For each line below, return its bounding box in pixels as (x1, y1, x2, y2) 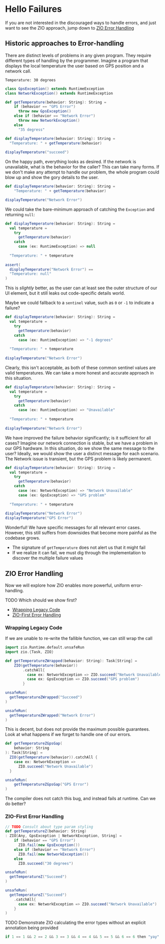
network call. (5, 68, 31, 74)
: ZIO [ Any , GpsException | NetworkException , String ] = (5, 834, 122, 839)
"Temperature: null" (9, 271, 52, 276)
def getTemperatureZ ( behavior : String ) (5, 829, 87, 834)
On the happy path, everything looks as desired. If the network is (5, 159, 137, 165)
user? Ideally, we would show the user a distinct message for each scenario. (5, 450, 160, 456)
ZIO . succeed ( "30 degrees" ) (18, 861, 74, 866)
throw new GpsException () (18, 109, 71, 114)
